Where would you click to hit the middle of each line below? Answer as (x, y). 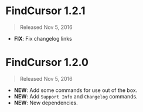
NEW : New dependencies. (46, 103)
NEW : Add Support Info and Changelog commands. (76, 96)
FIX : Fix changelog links (43, 38)
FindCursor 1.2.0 (47, 62)
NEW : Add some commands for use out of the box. (76, 90)
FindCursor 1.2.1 (45, 11)
